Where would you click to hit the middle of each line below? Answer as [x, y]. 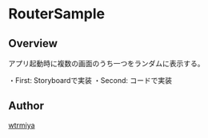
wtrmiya [22, 125]
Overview [33, 43]
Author [26, 106]
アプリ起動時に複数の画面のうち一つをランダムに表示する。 [106, 63]
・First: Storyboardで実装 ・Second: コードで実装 [90, 80]
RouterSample [57, 14]
